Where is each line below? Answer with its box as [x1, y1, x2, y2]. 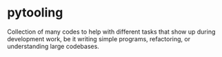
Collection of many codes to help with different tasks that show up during [7, 27, 216, 36]
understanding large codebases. [7, 42, 100, 50]
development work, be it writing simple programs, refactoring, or [7, 34, 191, 43]
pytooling [7, 5, 63, 21]
